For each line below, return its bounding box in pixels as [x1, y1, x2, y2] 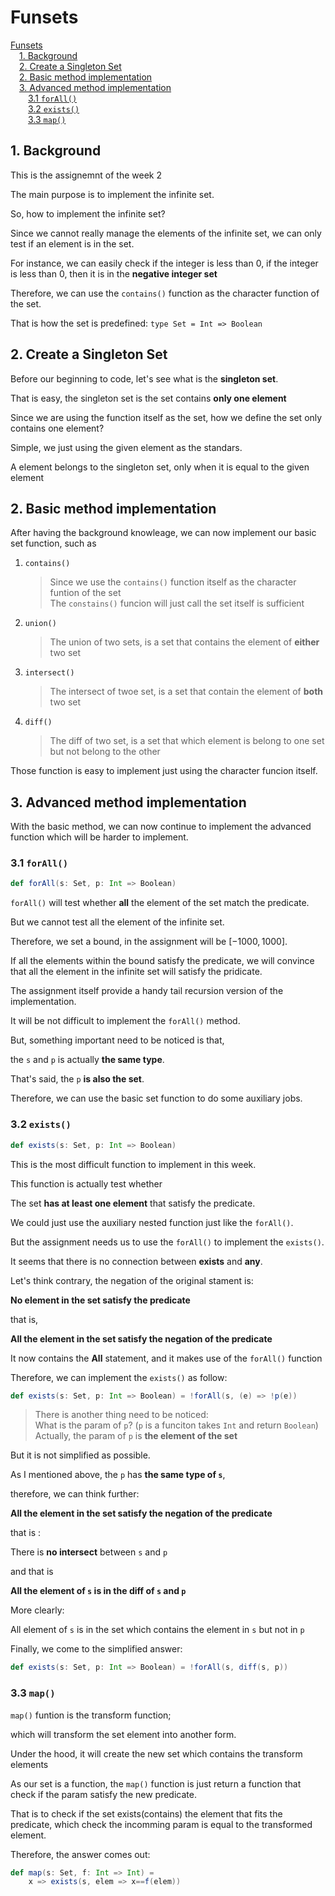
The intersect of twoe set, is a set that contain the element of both [49, 686, 324, 698]
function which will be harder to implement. [10, 831, 189, 843]
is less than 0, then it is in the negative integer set [10, 267, 218, 280]
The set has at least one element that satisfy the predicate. [10, 1197, 256, 1209]
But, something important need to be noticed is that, [10, 1034, 225, 1046]
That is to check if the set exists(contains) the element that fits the [10, 1807, 283, 1820]
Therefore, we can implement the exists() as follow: [10, 1371, 228, 1383]
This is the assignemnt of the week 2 [10, 169, 162, 181]
